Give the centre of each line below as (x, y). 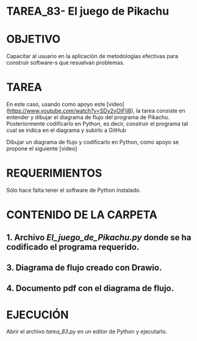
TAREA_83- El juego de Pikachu (88, 11)
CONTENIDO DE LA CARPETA (82, 215)
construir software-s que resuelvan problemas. (66, 63)
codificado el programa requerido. (73, 247)
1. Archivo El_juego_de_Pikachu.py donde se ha (99, 237)
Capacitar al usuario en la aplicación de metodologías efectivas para (92, 56)
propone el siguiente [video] (42, 148)
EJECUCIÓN (38, 314)
